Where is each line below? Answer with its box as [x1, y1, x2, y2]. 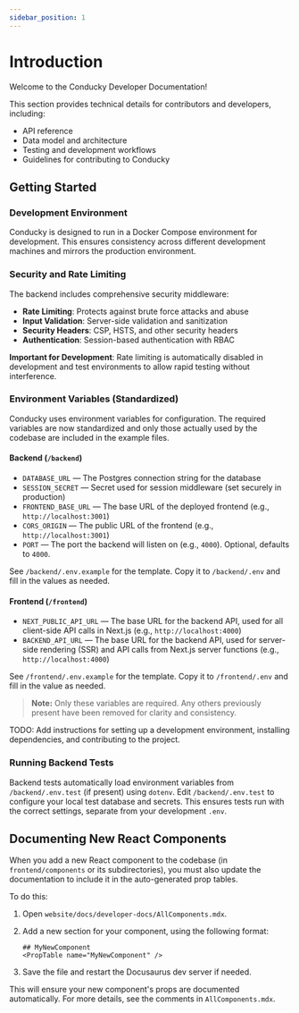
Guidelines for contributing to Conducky [21, 154, 170, 165]
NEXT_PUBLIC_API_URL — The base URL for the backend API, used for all [21, 616, 284, 627]
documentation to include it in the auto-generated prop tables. [9, 874, 238, 885]
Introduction [9, 51, 104, 72]
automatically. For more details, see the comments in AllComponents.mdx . [9, 993, 276, 1004]
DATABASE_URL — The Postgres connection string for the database [21, 473, 262, 484]
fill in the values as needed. [9, 576, 110, 587]
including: [9, 108, 46, 119]
